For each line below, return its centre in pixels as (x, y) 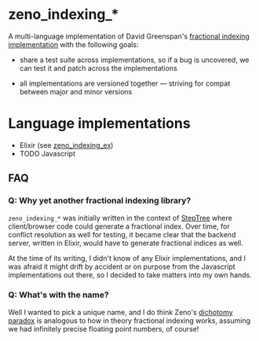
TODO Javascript (47, 153)
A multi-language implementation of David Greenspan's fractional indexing (129, 36)
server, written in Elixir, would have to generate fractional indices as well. (126, 243)
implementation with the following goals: (73, 44)
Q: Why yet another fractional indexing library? (100, 200)
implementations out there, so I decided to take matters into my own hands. (130, 275)
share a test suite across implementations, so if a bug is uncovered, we (134, 60)
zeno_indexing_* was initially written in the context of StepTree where (120, 218)
